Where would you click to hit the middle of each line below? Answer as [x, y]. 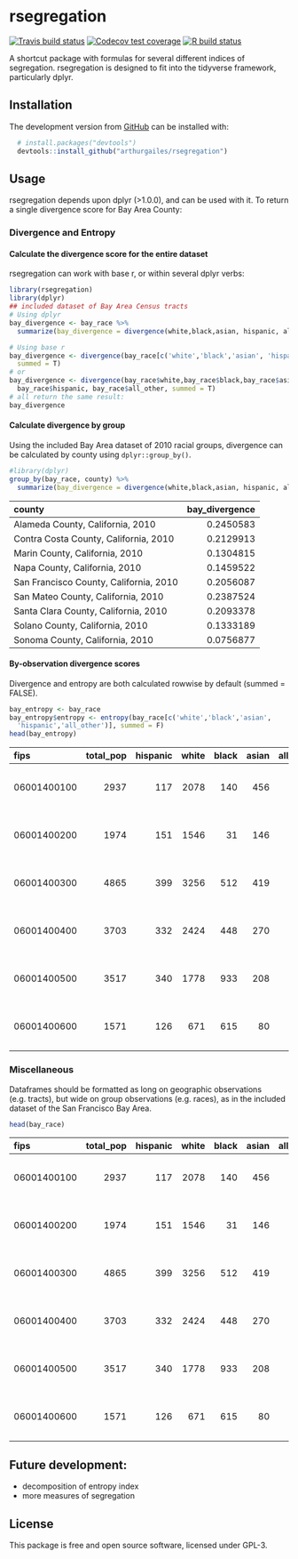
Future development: [68, 1465]
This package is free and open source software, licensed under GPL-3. [138, 1546]
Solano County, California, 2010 [81, 625]
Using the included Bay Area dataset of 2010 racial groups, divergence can [146, 445]
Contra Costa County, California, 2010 [94, 538]
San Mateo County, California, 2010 [89, 596]
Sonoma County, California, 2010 [83, 639]
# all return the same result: [67, 397]
